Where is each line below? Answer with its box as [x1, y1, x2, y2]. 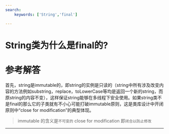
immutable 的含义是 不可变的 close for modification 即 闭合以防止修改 [17, 117, 152, 123]
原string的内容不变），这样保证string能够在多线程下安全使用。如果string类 [5, 94, 157, 100]
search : [5, 7, 22, 13]
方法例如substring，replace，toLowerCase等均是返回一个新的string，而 [14, 88, 163, 94]
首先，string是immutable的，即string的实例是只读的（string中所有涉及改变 [5, 82, 159, 88]
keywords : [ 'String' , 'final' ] [14, 12, 78, 17]
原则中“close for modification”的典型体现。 [5, 107, 94, 113]
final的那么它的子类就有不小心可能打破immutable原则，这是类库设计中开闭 [9, 101, 163, 107]
